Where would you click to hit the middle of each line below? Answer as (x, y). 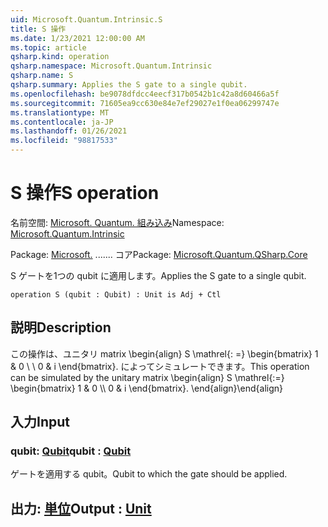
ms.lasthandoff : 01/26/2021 (69, 131)
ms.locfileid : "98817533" (64, 141)
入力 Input (40, 422)
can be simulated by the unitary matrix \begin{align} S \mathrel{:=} (147, 377)
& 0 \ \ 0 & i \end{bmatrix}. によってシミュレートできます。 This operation (160, 366)
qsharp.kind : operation (60, 57)
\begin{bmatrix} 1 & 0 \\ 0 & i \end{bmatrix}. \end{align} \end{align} (147, 388)
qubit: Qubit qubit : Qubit (71, 451)
